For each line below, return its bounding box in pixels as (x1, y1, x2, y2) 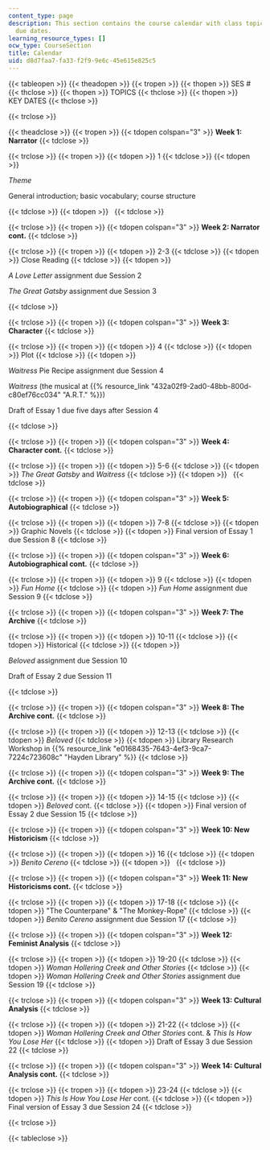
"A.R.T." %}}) (63, 390, 106, 399)
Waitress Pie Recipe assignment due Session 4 (8, 366, 164, 375)
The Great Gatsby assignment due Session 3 (8, 286, 157, 296)
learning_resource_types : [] (8, 34, 106, 43)
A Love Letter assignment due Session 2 (8, 271, 142, 280)
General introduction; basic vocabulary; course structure (8, 191, 196, 201)
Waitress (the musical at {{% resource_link (8, 381, 150, 391)
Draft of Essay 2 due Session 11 (8, 671, 112, 680)
